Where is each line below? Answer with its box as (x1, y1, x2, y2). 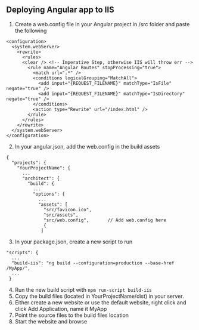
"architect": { (21, 175, 60, 181)
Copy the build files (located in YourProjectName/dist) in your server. (14, 292, 184, 300)
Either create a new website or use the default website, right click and (14, 298, 186, 306)
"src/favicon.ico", (43, 206, 92, 212)
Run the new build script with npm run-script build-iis (14, 286, 152, 293)
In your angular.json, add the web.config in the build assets (14, 143, 160, 150)
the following (14, 27, 47, 34)
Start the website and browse (14, 317, 88, 325)
